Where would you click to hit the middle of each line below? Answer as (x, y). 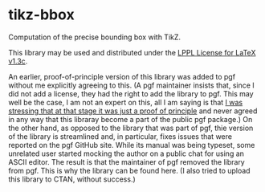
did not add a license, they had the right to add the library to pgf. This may (131, 93)
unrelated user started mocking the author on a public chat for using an (126, 153)
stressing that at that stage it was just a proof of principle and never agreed (133, 111)
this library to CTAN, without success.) (72, 179)
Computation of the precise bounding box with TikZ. (95, 37)
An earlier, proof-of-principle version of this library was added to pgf (122, 76)
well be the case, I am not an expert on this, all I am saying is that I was (126, 102)
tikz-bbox (41, 15)
